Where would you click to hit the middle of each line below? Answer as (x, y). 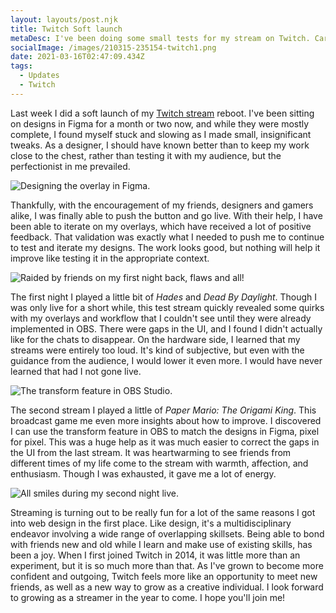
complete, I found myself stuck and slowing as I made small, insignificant (161, 134)
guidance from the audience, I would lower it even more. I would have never (166, 360)
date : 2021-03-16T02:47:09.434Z (77, 57)
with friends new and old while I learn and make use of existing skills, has (161, 544)
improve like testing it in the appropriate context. (110, 258)
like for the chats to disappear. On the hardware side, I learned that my (155, 339)
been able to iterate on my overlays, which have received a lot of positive (161, 226)
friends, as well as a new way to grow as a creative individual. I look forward (167, 587)
